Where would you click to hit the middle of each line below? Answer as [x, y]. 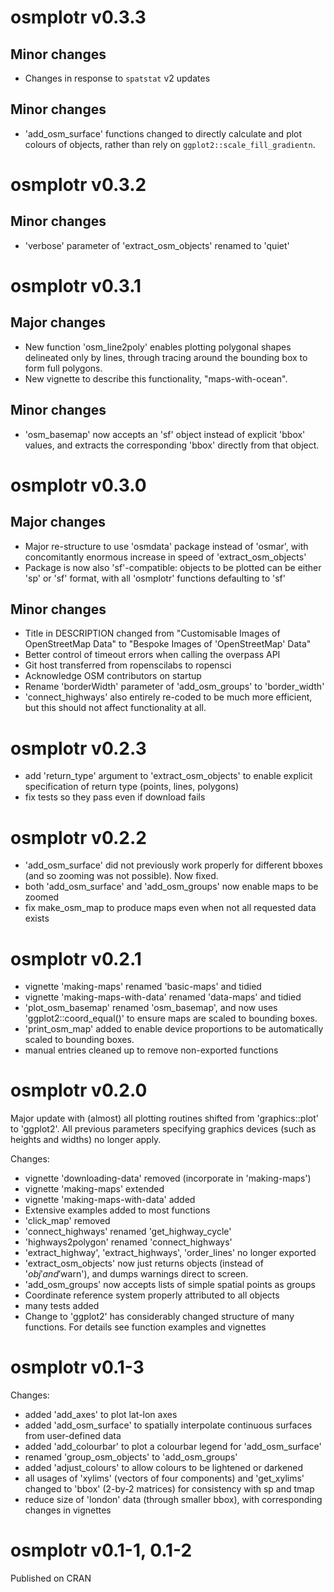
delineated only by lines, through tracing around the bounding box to [166, 357]
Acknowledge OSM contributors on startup [113, 676]
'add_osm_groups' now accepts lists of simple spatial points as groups [170, 1285]
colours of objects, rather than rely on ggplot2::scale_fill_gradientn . [170, 144]
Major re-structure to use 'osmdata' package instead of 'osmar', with [166, 546]
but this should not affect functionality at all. [115, 708]
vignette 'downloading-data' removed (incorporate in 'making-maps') [168, 1178]
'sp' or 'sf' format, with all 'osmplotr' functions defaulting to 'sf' [155, 578]
